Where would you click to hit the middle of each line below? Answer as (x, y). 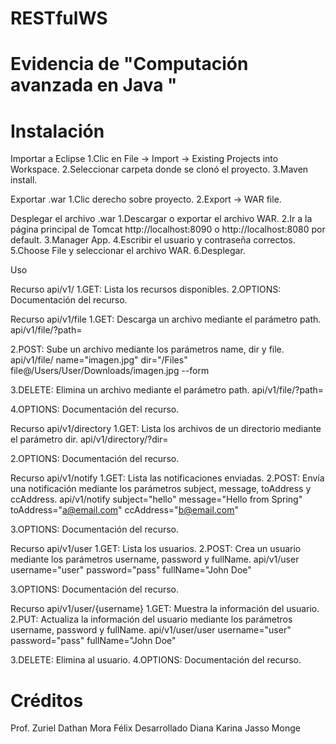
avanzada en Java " (94, 85)
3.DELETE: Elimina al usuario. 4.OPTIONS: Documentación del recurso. (156, 660)
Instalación (57, 131)
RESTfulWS (59, 18)
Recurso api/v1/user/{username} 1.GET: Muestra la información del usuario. (165, 609)
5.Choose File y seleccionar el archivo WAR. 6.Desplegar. (128, 251)
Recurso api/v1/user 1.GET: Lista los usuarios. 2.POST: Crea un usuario (156, 549)
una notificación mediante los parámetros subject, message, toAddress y (161, 489)
